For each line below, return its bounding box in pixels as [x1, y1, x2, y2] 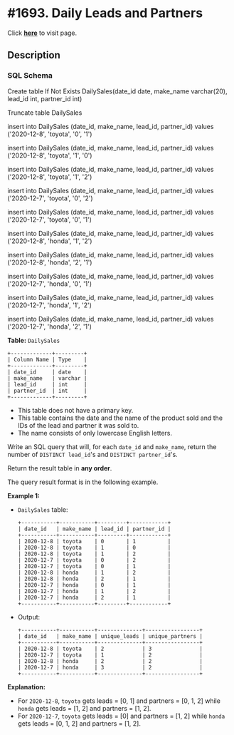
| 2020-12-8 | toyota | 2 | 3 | [17, 645, 203, 652]
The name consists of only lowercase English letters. [17, 428, 173, 437]
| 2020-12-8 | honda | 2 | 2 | [17, 657, 203, 664]
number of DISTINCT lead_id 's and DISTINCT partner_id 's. [7, 450, 178, 458]
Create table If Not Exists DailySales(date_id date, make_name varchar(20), [7, 87, 228, 96]
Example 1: [7, 491, 41, 500]
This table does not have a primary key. [17, 406, 134, 414]
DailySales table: [17, 505, 68, 514]
